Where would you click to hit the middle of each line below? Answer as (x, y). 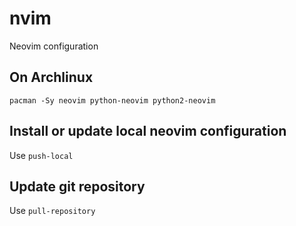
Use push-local (41, 155)
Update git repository (77, 186)
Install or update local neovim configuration (148, 131)
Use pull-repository (52, 211)
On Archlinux (51, 77)
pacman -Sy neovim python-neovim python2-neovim (112, 100)
